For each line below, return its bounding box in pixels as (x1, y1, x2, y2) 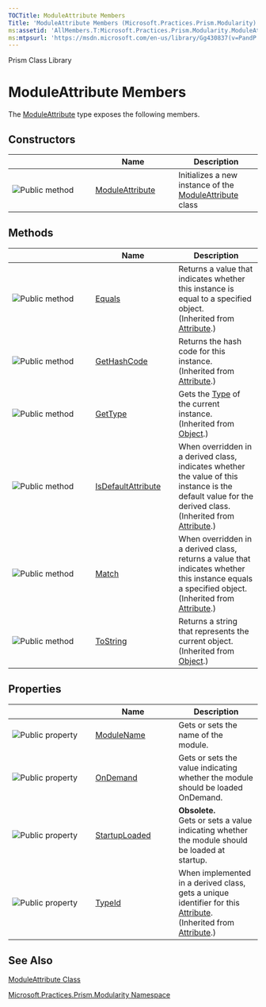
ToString (95, 635, 127, 646)
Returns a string (178, 615, 237, 627)
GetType (95, 408, 127, 419)
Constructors (8, 133, 76, 146)
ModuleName (95, 729, 146, 740)
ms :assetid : (8, 26, 47, 34)
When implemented (178, 867, 252, 878)
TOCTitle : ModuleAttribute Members (8, 11, 126, 20)
